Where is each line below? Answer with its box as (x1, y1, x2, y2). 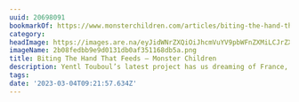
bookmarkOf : (9, 21, 53, 30)
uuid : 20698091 (9, 12, 66, 22)
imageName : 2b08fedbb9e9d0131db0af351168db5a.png (9, 46, 198, 55)
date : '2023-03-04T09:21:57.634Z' (9, 79, 138, 88)
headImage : (9, 37, 50, 47)
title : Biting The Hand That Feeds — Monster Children (9, 54, 217, 63)
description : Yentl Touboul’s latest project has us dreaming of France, (9, 63, 289, 72)
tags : (9, 71, 29, 80)
